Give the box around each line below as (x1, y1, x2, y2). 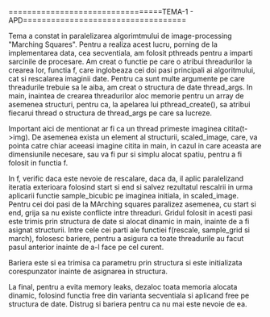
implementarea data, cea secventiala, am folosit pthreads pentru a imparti (8, 48, 253, 57)
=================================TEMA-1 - (8, 7, 193, 16)
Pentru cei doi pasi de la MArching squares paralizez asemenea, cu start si (8, 199, 256, 209)
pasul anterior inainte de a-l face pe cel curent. (8, 242, 164, 252)
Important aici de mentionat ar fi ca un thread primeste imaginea (8, 124, 222, 133)
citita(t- (222, 124, 248, 133)
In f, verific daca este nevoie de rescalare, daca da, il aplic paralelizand (8, 173, 244, 183)
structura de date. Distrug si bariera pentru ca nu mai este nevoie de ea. (8, 299, 247, 309)
